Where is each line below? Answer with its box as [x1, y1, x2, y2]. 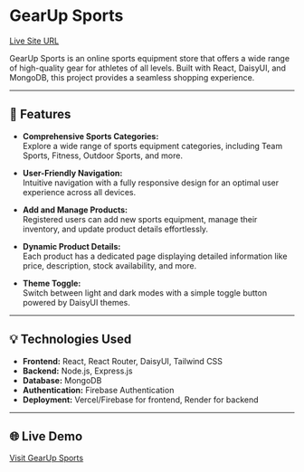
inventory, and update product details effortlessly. [22, 223, 209, 234]
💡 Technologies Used [9, 332, 132, 347]
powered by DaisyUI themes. [22, 297, 131, 307]
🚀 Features [9, 107, 71, 122]
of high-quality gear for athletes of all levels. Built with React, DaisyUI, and [9, 62, 287, 73]
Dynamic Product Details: [22, 241, 121, 251]
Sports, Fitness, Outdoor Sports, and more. [22, 150, 184, 161]
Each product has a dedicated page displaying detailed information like [22, 250, 288, 261]
